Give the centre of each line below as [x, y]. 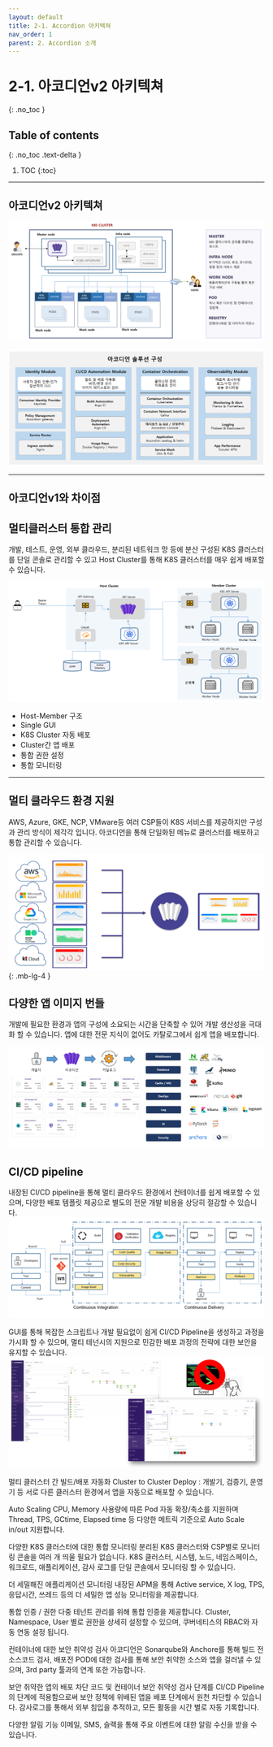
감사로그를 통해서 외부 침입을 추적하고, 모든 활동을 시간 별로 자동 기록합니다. [139, 1707]
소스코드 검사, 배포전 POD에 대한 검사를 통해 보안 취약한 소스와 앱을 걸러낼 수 [131, 1659]
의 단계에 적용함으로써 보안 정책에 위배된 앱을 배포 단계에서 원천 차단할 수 [124, 1697]
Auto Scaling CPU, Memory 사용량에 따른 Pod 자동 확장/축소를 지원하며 [123, 1509]
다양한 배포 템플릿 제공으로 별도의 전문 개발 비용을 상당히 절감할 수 [130, 1203]
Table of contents [54, 135]
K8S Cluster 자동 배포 [55, 735]
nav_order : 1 [30, 34]
